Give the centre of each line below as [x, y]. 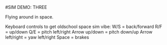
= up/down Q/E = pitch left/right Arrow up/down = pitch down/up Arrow [79, 32]
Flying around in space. [29, 17]
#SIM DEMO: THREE [26, 7]
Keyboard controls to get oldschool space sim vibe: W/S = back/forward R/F [84, 26]
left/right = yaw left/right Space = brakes [47, 37]
